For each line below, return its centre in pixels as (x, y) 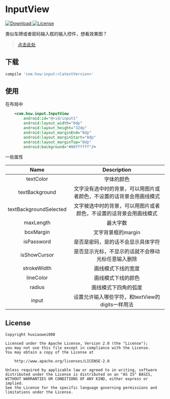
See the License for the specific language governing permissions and (81, 388)
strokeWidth (37, 268)
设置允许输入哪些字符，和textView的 (117, 297)
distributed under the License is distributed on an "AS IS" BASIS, (79, 375)
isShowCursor (37, 255)
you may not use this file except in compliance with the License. (78, 348)
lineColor (37, 278)
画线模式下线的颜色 (117, 278)
